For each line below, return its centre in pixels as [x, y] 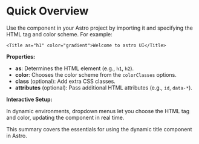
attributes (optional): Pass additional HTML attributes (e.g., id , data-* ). [103, 87]
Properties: [21, 56]
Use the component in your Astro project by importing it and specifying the [100, 28]
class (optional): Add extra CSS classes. [65, 81]
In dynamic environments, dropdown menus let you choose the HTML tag [98, 111]
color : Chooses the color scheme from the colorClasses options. [96, 74]
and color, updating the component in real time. [65, 117]
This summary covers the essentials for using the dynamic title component [99, 129]
